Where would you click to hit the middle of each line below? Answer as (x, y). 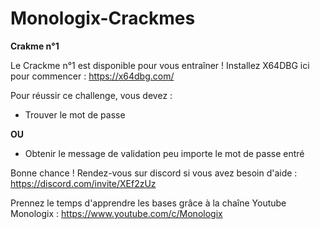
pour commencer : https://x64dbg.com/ (92, 76)
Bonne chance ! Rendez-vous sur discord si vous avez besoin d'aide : (154, 173)
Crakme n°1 (35, 46)
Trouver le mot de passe (75, 114)
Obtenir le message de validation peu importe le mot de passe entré (164, 153)
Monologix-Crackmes (103, 18)
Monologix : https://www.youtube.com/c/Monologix (116, 213)
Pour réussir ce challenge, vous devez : (91, 95)
